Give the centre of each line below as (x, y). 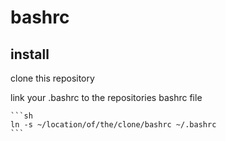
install (30, 54)
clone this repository (52, 78)
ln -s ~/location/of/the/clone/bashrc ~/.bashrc (113, 125)
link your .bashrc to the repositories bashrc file (106, 97)
